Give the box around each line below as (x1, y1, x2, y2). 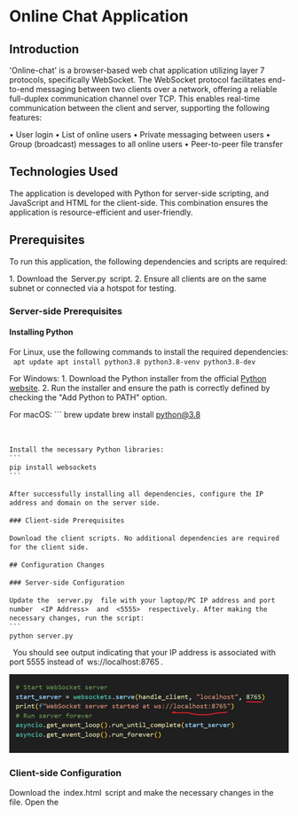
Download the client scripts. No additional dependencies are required (9, 534, 279, 543)
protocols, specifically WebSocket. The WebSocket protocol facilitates (9, 75, 266, 85)
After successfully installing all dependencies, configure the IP (9, 490, 264, 498)
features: (9, 113, 43, 122)
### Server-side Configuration (9, 578, 125, 587)
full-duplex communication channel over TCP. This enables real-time (9, 93, 261, 104)
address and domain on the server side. (9, 498, 161, 507)
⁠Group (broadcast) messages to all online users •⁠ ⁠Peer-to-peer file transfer (9, 139, 284, 149)
